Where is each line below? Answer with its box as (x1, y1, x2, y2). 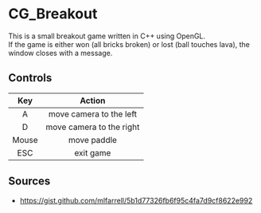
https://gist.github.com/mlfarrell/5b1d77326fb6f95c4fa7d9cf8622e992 (19, 195, 253, 205)
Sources (8, 175, 51, 188)
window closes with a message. (8, 48, 113, 57)
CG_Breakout (8, 5, 98, 23)
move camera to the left (48, 108, 138, 120)
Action (79, 95, 106, 106)
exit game (74, 147, 111, 158)
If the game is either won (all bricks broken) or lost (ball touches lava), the (8, 39, 251, 49)
